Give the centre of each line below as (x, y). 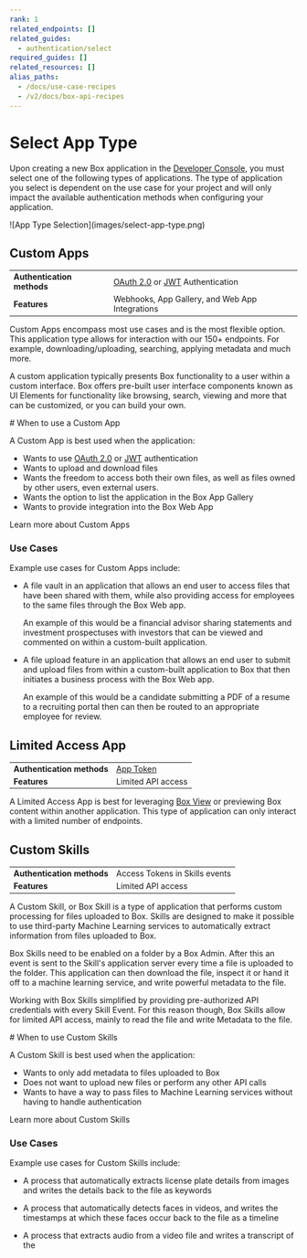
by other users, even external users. (90, 487)
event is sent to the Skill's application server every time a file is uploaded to (152, 963)
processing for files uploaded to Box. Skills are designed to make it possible (152, 916)
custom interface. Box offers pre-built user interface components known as (152, 386)
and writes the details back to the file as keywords (117, 1190)
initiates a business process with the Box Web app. (118, 680)
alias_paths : (34, 78)
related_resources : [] (53, 68)
